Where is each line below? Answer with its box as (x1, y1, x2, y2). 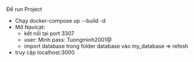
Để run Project (6, 6, 42, 13)
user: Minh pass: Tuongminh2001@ (23, 36, 112, 43)
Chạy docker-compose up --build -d (14, 17, 106, 24)
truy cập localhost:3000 (14, 49, 75, 56)
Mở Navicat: (14, 24, 45, 30)
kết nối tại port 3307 (23, 30, 75, 37)
